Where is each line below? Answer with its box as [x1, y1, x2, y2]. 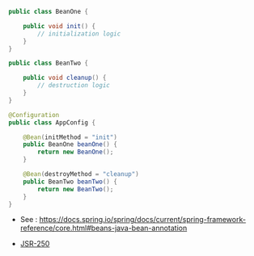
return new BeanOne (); [37, 148, 114, 157]
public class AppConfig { [8, 118, 95, 127]
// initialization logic [37, 29, 121, 38]
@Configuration [8, 111, 60, 119]
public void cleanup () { [23, 73, 107, 82]
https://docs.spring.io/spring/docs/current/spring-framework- [39, 215, 247, 225]
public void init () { [23, 22, 95, 30]
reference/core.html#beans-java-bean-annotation [19, 223, 188, 233]
